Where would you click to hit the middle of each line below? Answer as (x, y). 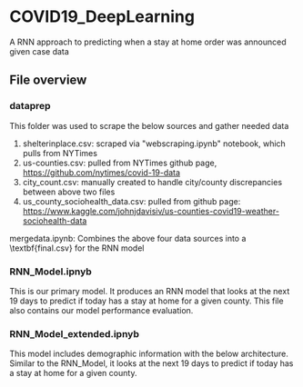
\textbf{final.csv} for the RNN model (77, 248)
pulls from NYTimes (60, 153)
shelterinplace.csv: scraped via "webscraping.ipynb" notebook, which (154, 144)
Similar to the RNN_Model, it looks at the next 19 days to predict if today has (151, 363)
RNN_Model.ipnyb (51, 272)
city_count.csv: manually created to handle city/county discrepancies (152, 182)
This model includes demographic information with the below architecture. (149, 354)
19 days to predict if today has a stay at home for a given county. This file (146, 301)
